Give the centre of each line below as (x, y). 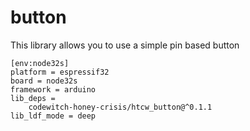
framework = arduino (53, 89)
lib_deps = (33, 98)
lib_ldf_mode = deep (53, 116)
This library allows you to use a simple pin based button (125, 45)
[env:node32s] (40, 63)
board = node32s (44, 81)
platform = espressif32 (60, 72)
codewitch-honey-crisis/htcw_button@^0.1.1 (120, 107)
